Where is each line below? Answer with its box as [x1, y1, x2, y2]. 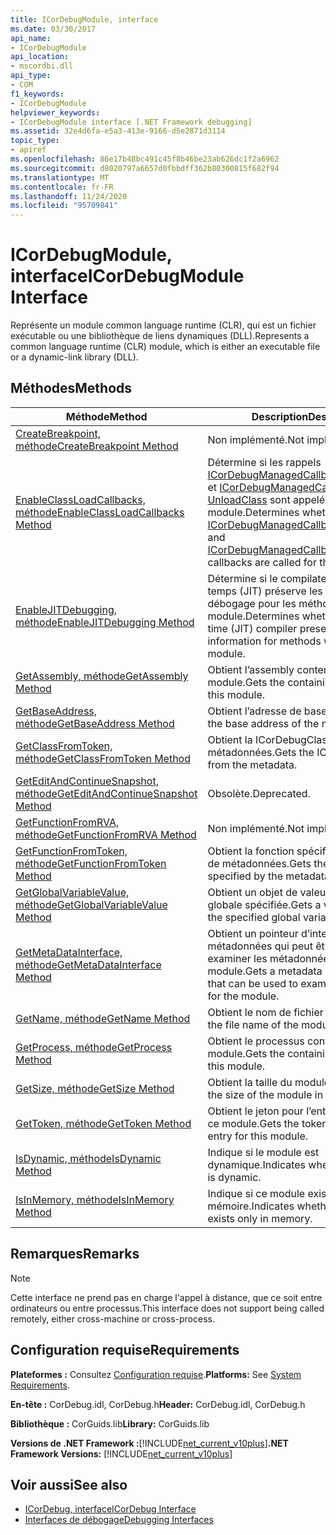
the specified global [207, 910, 301, 924]
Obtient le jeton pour [207, 1104, 304, 1118]
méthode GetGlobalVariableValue [15, 897, 168, 911]
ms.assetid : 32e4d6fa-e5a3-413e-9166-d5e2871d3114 [10, 126, 226, 136]
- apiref [10, 145, 47, 155]
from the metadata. [207, 757, 298, 771]
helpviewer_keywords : [10, 107, 101, 118]
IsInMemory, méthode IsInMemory [15, 1192, 175, 1206]
